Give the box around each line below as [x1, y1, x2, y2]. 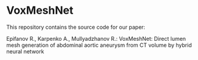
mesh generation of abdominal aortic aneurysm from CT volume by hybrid [6, 41, 193, 49]
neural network [6, 47, 44, 55]
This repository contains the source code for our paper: [6, 23, 146, 31]
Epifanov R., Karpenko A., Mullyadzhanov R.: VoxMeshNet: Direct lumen [6, 35, 186, 42]
